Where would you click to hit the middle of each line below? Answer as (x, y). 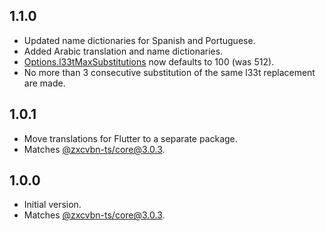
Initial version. (52, 205)
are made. (44, 83)
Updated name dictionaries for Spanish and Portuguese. (139, 40)
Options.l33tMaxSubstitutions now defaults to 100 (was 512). (149, 61)
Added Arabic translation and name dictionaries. (123, 51)
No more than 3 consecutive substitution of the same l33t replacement (169, 72)
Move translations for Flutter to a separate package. (130, 138)
